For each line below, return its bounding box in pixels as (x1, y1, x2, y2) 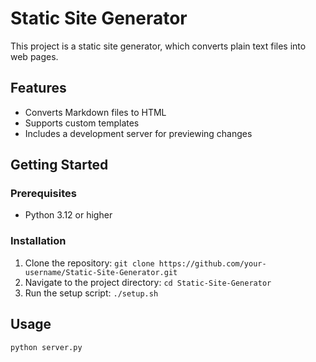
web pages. (10, 50, 59, 62)
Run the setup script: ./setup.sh (24, 287, 159, 299)
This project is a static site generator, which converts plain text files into (10, 40, 307, 52)
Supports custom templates (24, 117, 140, 129)
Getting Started (10, 157, 109, 174)
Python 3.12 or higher (24, 209, 113, 221)
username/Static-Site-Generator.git (24, 267, 178, 277)
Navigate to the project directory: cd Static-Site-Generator (24, 276, 272, 288)
